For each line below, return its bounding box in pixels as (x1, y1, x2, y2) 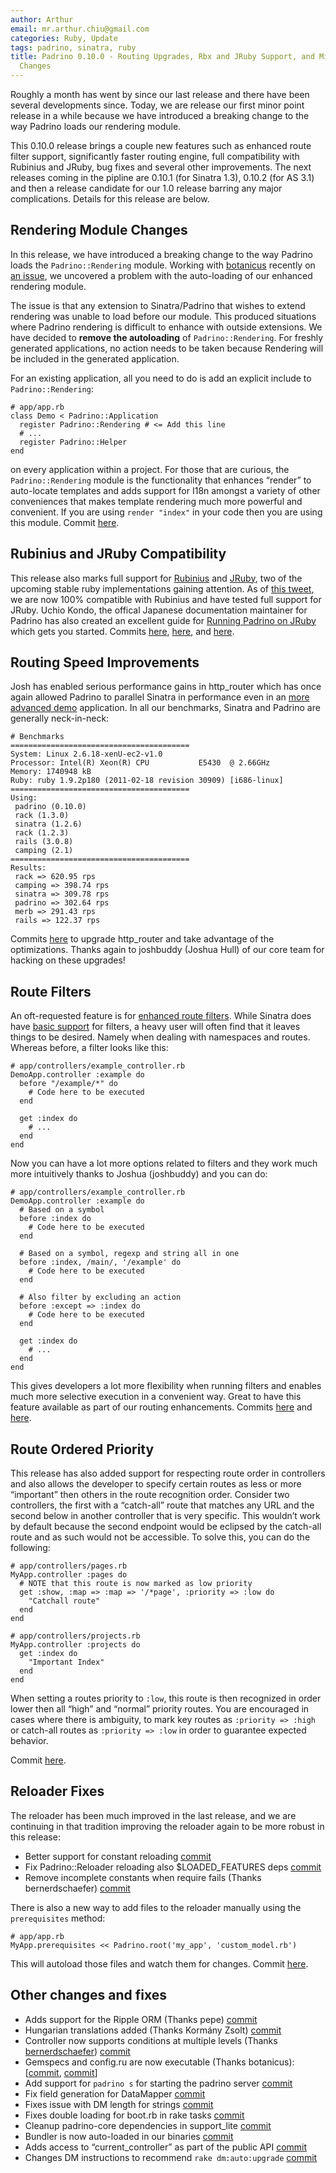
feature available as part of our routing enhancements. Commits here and (10, 1401, 313, 1413)
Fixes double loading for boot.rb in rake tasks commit (24, 2109, 245, 2121)
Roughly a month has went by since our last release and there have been (10, 89, 310, 100)
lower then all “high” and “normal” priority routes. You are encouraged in (10, 1703, 310, 1715)
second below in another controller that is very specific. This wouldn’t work (10, 1510, 321, 1522)
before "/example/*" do (19, 1079, 118, 1089)
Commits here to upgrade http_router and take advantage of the (10, 933, 275, 945)
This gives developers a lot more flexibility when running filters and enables (10, 1380, 322, 1392)
